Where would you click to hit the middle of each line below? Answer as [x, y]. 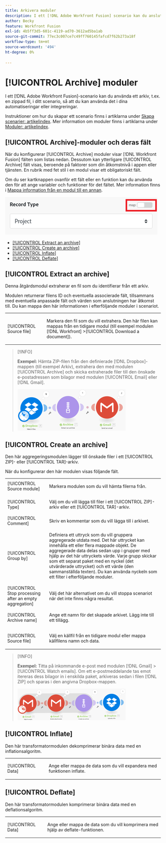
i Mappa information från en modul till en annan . [54, 190]
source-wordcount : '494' [31, 47]
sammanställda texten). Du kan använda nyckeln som [103, 571]
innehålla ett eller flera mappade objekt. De [93, 545]
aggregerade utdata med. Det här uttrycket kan [97, 540]
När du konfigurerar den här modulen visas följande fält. [62, 471]
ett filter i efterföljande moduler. [81, 577]
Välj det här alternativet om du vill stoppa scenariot [101, 593]
